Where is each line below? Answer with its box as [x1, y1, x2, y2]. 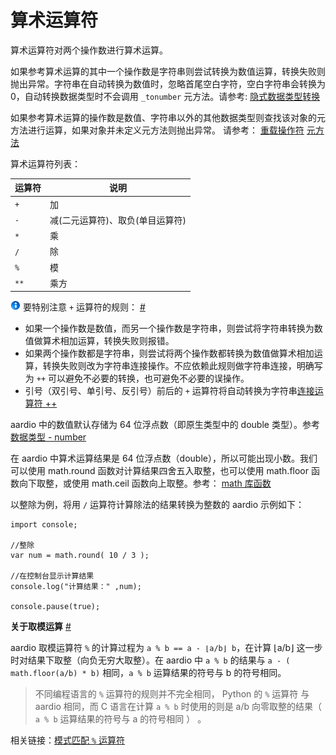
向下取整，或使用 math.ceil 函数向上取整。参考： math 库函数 [18, 477, 272, 490]
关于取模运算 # [10, 621, 72, 633]
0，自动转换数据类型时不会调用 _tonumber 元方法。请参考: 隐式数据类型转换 [10, 90, 321, 102]
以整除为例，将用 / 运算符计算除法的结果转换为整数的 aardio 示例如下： [10, 499, 305, 511]
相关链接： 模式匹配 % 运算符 [10, 734, 126, 746]
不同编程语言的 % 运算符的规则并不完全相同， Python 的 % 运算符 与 [34, 688, 310, 700]
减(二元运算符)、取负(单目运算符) [49, 214, 187, 226]
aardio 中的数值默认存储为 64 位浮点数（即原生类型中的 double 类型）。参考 [10, 419, 320, 431]
